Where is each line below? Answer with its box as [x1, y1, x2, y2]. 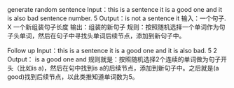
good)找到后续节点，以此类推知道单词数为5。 [7, 73, 139, 81]
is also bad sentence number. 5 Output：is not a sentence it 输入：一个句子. [7, 14, 226, 22]
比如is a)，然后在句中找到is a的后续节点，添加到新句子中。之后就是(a [19, 64, 219, 72]
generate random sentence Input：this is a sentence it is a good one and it [7, 6, 223, 13]
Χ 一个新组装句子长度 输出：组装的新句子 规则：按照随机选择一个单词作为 [7, 23, 219, 31]
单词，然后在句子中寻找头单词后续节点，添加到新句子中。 [19, 31, 186, 40]
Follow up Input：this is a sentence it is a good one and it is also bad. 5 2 [7, 47, 217, 54]
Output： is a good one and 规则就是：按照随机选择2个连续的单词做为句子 [7, 55, 221, 64]
